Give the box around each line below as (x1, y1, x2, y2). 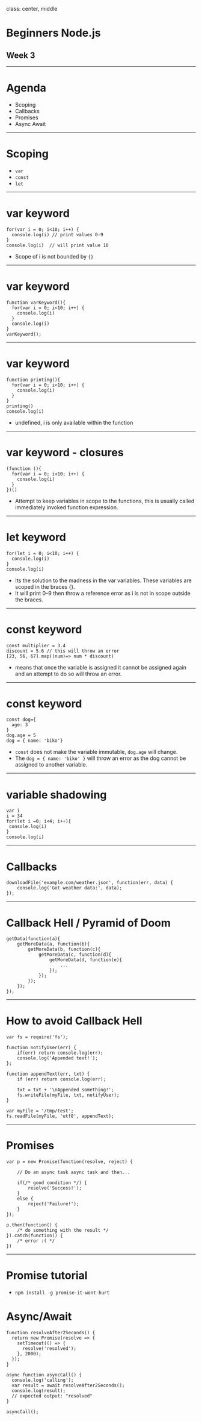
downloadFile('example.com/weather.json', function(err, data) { (6, 880, 173, 886)
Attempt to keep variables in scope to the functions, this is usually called (14, 497, 195, 504)
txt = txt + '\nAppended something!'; (17, 1087, 114, 1093)
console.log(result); (11, 1388, 66, 1394)
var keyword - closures (6, 445, 124, 459)
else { (17, 1196, 34, 1202)
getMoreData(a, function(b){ (17, 941, 90, 947)
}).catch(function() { (6, 1232, 63, 1239)
